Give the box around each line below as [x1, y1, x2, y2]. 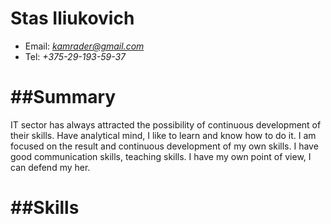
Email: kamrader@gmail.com [24, 40, 145, 52]
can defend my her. [10, 161, 91, 173]
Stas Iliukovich [10, 7, 135, 30]
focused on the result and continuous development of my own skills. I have [10, 140, 319, 152]
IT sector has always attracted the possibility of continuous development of [10, 118, 322, 131]
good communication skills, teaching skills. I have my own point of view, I [10, 150, 312, 162]
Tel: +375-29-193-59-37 [24, 50, 127, 62]
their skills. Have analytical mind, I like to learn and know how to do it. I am [10, 129, 317, 141]
